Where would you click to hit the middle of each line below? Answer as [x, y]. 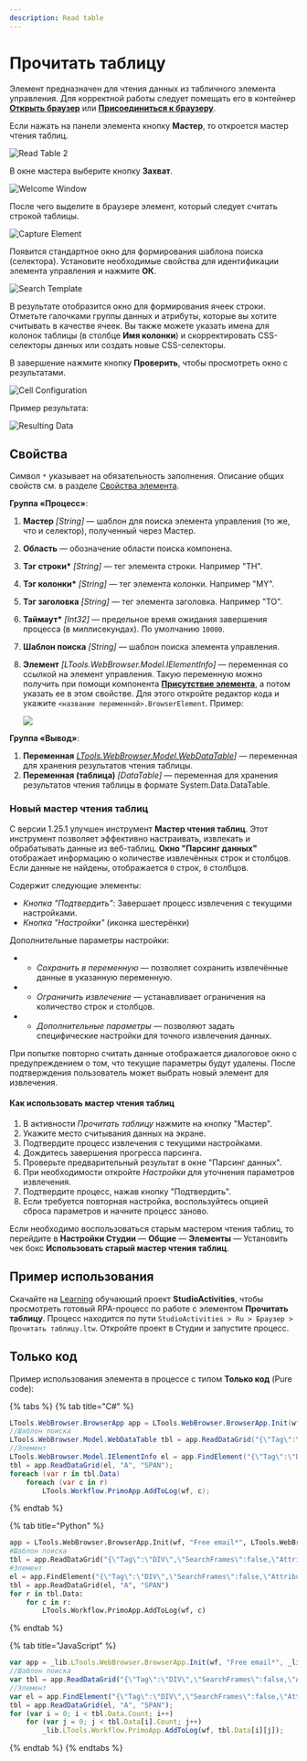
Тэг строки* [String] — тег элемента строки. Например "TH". [143, 567]
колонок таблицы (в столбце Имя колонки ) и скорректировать [132, 335]
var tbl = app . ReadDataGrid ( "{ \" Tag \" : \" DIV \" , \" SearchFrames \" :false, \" [153, 1680]
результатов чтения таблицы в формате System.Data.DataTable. [147, 785]
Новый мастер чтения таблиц [79, 809]
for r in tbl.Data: [47, 1594]
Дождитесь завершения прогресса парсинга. [112, 1152]
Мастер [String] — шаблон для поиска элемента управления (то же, [156, 521]
